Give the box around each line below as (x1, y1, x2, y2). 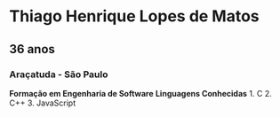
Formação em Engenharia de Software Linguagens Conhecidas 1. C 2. (9, 88, 273, 98)
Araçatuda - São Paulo (9, 68, 108, 81)
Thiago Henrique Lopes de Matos (9, 6, 260, 27)
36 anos (9, 42, 56, 57)
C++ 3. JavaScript (9, 97, 76, 108)
